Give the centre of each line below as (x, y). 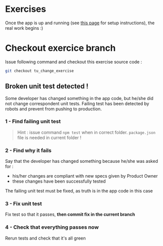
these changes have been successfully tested (59, 181)
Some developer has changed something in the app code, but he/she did (79, 98)
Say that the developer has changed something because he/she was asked (81, 161)
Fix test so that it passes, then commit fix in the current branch (70, 214)
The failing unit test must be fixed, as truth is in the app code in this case (79, 191)
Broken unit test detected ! (47, 86)
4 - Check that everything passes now (52, 227)
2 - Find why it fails (28, 150)
